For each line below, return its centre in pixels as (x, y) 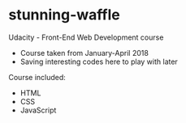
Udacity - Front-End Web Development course (86, 37)
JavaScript (38, 110)
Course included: (37, 77)
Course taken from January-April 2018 (84, 53)
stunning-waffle (64, 15)
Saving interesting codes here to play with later (99, 61)
